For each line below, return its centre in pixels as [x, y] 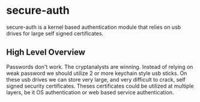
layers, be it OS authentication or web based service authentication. [90, 92]
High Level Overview [46, 52]
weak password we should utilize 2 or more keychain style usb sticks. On [97, 73]
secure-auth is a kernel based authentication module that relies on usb [94, 27]
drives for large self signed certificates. [55, 33]
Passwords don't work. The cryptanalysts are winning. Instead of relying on [100, 67]
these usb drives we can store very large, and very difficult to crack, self [96, 79]
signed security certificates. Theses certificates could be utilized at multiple [100, 86]
